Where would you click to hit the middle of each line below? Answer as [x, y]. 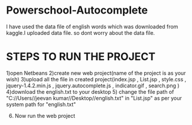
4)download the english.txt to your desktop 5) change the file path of [90, 91]
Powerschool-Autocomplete [77, 10]
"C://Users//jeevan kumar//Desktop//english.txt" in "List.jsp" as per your [94, 98]
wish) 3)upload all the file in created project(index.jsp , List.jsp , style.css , [96, 79]
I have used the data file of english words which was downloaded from [92, 27]
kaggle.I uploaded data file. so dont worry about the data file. [81, 32]
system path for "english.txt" [41, 104]
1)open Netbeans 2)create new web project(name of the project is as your [96, 73]
